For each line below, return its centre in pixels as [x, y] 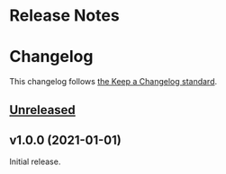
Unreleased [43, 110]
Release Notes [64, 16]
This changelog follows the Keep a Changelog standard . [113, 82]
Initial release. [35, 161]
